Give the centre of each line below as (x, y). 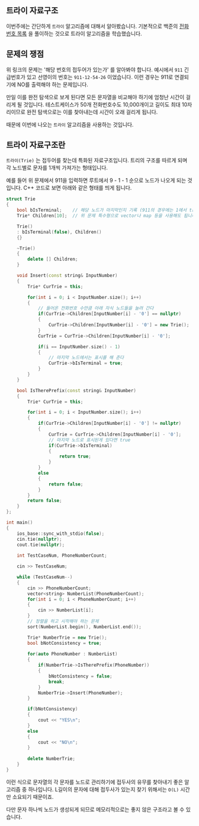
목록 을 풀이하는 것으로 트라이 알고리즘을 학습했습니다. (79, 33)
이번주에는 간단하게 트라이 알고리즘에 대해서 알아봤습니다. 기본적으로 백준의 (92, 26)
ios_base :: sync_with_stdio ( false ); (61, 534)
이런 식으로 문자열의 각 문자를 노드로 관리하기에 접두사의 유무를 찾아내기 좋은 (95, 782)
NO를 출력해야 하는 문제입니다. (53, 84)
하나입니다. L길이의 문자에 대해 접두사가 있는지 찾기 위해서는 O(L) (104, 789)
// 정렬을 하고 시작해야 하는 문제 (63, 622)
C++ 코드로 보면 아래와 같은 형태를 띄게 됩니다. (78, 188)
